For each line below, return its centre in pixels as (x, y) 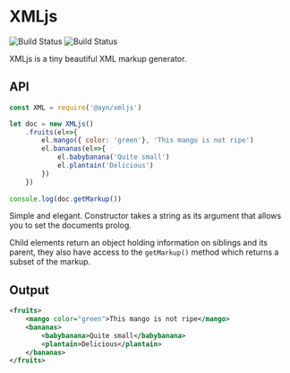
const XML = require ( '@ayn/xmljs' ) (76, 108)
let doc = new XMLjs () (51, 124)
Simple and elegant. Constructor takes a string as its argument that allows (145, 216)
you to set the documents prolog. (71, 225)
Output (29, 290)
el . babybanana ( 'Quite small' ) (113, 157)
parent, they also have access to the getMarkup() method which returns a (144, 252)
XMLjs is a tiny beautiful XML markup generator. (98, 58)
